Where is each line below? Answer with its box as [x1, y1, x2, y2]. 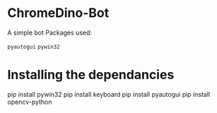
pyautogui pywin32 [7, 43, 60, 50]
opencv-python [7, 97, 52, 106]
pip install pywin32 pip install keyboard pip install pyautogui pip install [7, 90, 211, 98]
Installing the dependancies [7, 67, 175, 83]
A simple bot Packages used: [7, 28, 93, 37]
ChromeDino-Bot [7, 5, 110, 21]
